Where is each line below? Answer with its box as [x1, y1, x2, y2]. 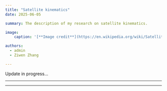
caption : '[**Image [14, 34, 55, 40]
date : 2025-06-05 [5, 12, 41, 17]
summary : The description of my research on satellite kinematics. [5, 21, 148, 26]
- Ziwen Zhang [9, 53, 39, 58]
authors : [5, 43, 23, 49]
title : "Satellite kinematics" [5, 7, 70, 12]
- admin [9, 48, 26, 53]
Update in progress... [5, 71, 49, 77]
